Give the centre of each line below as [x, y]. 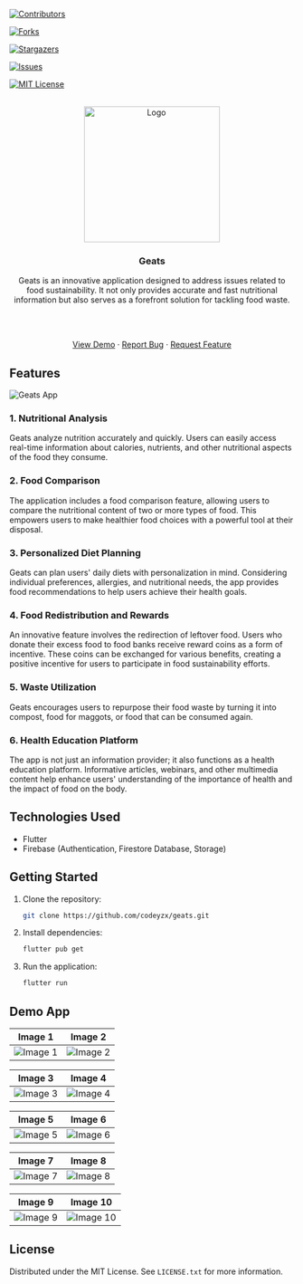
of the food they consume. [59, 457]
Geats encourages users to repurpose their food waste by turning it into [143, 707]
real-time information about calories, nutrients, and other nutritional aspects [151, 447]
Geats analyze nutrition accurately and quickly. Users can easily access [143, 438]
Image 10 [92, 1202]
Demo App [40, 1011]
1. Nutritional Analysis [59, 418]
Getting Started [54, 877]
